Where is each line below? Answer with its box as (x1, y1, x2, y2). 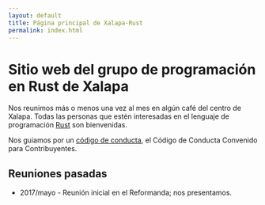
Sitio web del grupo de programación (8, 60, 256, 78)
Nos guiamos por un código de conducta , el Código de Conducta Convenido (8, 135, 258, 145)
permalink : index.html (8, 26, 83, 34)
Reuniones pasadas (8, 167, 108, 180)
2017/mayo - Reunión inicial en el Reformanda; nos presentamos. (19, 188, 232, 198)
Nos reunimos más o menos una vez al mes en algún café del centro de (8, 104, 241, 113)
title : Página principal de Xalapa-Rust (8, 19, 144, 27)
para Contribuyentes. (8, 144, 78, 154)
